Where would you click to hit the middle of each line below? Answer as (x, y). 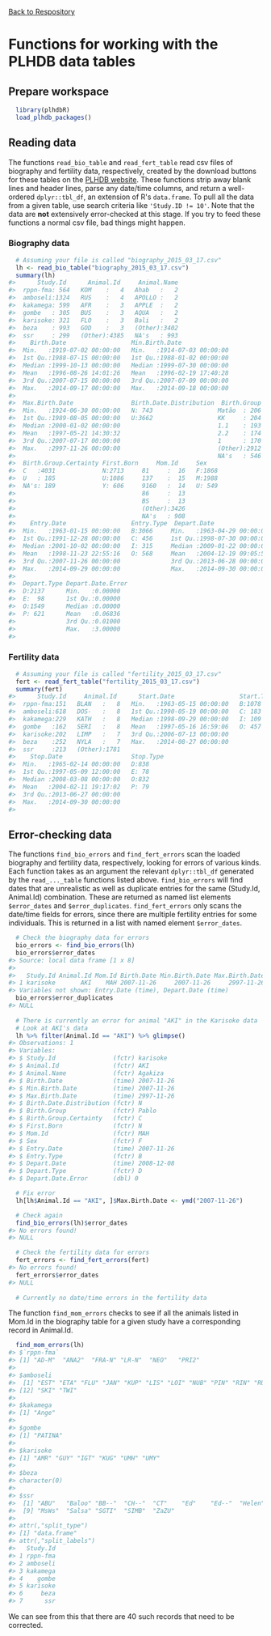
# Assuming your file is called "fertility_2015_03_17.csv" (119, 674)
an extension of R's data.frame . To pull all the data (171, 197)
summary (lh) (36, 275)
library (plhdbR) (43, 110)
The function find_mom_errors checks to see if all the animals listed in (124, 1313)
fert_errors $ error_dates (57, 1275)
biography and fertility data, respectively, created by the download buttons (132, 171)
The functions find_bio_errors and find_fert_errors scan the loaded (124, 854)
